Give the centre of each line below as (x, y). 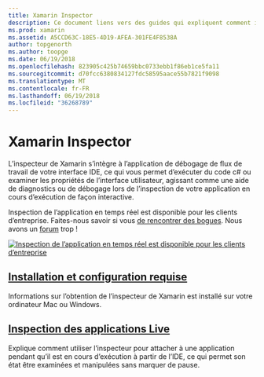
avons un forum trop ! (43, 229)
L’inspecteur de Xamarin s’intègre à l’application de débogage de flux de (125, 164)
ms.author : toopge (38, 52)
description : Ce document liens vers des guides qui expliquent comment (130, 23)
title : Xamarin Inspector (50, 15)
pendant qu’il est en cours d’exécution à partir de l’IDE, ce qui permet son (127, 356)
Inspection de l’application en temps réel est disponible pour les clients (123, 212)
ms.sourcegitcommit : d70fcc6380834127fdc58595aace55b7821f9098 (114, 74)
